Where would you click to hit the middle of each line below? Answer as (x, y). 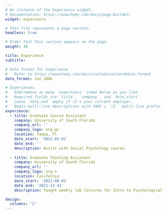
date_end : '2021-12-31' (39, 185)
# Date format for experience (37, 69)
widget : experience (26, 19)
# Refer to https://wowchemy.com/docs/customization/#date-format (78, 74)
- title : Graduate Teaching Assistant (50, 158)
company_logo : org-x (36, 172)
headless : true (21, 33)
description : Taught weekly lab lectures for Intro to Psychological (89, 190)
